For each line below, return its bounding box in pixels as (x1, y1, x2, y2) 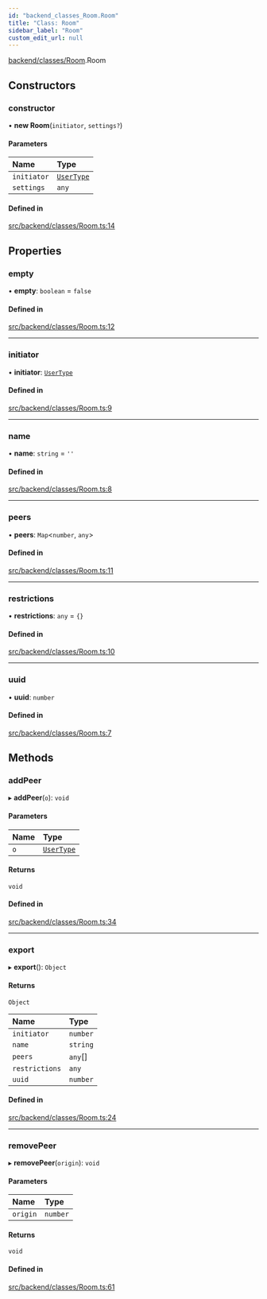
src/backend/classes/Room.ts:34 (8, 917, 117, 927)
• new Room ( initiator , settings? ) (8, 120, 123, 130)
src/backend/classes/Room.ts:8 (8, 484, 113, 494)
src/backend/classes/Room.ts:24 (8, 1112, 117, 1122)
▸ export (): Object (8, 963, 67, 972)
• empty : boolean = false (8, 286, 91, 296)
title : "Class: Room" (8, 19, 80, 27)
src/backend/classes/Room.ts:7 (8, 728, 112, 738)
